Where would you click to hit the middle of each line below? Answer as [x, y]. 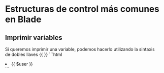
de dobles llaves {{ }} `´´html [34, 54]
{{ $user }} [22, 64]
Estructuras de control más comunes [82, 9]
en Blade [23, 19]
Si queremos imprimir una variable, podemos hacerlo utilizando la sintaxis [80, 49]
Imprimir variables [34, 37]
